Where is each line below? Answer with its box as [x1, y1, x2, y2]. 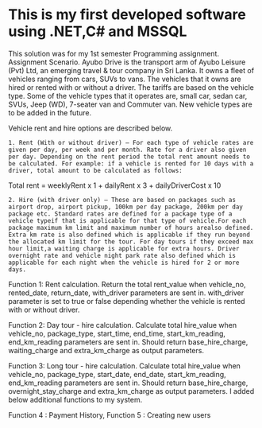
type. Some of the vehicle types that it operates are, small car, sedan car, [8, 91, 248, 100]
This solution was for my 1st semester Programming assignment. [8, 49, 220, 58]
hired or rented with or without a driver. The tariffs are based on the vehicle [8, 82, 254, 92]
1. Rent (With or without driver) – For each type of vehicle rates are [8, 138, 254, 146]
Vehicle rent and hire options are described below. [8, 123, 173, 133]
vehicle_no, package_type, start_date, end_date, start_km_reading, [8, 369, 226, 379]
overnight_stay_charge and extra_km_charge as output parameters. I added [8, 386, 255, 395]
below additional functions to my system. [8, 395, 143, 404]
